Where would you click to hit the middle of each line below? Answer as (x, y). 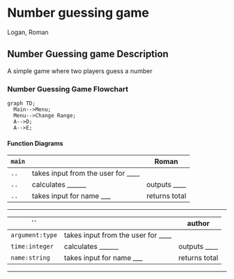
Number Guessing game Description (88, 54)
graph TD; (22, 104)
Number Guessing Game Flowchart (68, 89)
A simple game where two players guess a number (80, 70)
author (198, 223)
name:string (31, 258)
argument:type (34, 235)
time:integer (32, 247)
